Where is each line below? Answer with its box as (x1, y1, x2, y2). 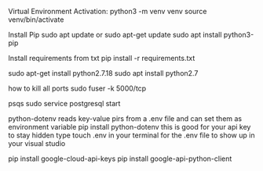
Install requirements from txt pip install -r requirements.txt (8, 54, 195, 62)
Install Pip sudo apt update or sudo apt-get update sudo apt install (8, 30, 222, 39)
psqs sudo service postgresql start (8, 99, 121, 108)
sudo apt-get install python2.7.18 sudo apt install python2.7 (8, 69, 199, 77)
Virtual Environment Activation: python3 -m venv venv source (8, 7, 207, 16)
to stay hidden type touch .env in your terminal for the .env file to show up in (8, 130, 255, 140)
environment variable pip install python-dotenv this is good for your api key (8, 123, 251, 131)
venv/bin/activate (8, 15, 64, 24)
